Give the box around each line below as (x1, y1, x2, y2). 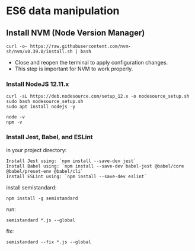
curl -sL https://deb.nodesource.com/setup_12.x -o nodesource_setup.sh (6, 94, 190, 99)
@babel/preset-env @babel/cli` (6, 168, 84, 174)
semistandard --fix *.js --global (6, 239, 92, 245)
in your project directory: (6, 146, 67, 153)
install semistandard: (6, 184, 57, 191)
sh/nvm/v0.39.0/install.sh (6, 49, 73, 54)
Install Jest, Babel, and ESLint (6, 133, 93, 141)
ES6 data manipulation (6, 4, 120, 18)
